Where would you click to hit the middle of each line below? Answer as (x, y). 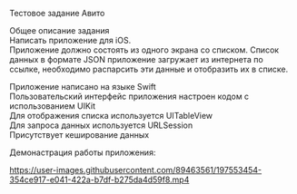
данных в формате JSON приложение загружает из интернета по (136, 59)
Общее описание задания (59, 30)
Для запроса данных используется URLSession (101, 125)
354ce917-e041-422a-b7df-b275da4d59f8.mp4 (99, 179)
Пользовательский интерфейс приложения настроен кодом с (129, 96)
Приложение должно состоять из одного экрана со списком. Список (144, 50)
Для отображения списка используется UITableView (111, 116)
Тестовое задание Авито (57, 13)
